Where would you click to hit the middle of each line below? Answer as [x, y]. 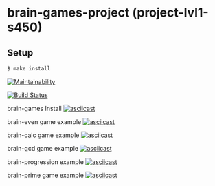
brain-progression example [46, 162]
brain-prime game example [46, 175]
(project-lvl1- [170, 13]
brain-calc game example [43, 135]
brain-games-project [68, 13]
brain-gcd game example [43, 148]
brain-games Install [34, 108]
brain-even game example [44, 121]
